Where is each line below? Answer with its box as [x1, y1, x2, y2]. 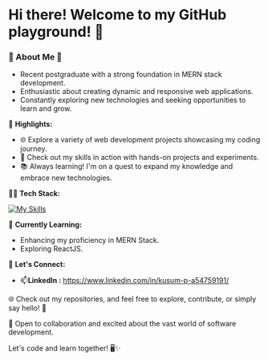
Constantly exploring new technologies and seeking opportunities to [19, 95, 246, 105]
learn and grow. [19, 104, 72, 113]
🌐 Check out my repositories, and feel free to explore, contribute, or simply [8, 294, 257, 304]
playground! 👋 [8, 23, 104, 41]
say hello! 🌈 [8, 303, 47, 313]
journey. [19, 144, 47, 154]
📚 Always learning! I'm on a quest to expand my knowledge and [19, 162, 233, 171]
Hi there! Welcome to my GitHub [8, 6, 227, 24]
